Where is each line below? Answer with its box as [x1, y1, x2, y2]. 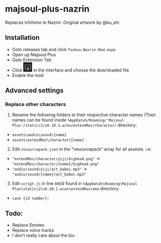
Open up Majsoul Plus [12, 52, 56, 57]
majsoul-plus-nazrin [5, 3, 90, 15]
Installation [5, 34, 40, 42]
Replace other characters [5, 101, 66, 108]
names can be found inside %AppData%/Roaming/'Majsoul [12, 117, 125, 123]
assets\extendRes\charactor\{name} [12, 138, 84, 143]
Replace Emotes [12, 222, 45, 228]
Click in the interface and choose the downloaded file [12, 67, 129, 73]
